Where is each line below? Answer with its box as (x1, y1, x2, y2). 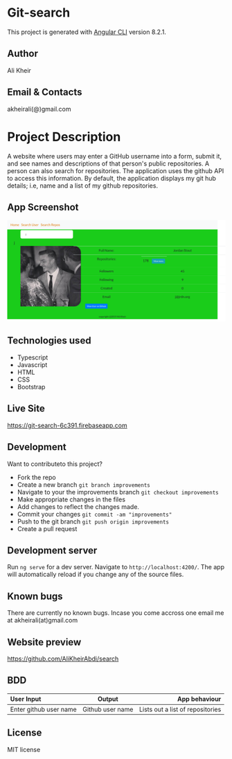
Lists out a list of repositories (139, 705, 222, 713)
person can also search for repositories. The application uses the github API (7, 166, 224, 175)
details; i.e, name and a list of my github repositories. (7, 181, 158, 190)
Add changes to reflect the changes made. (17, 502, 140, 510)
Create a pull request (17, 524, 78, 533)
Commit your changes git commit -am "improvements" (17, 510, 172, 518)
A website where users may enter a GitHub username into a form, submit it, (7, 152, 222, 160)
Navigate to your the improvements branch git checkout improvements (17, 488, 220, 496)
